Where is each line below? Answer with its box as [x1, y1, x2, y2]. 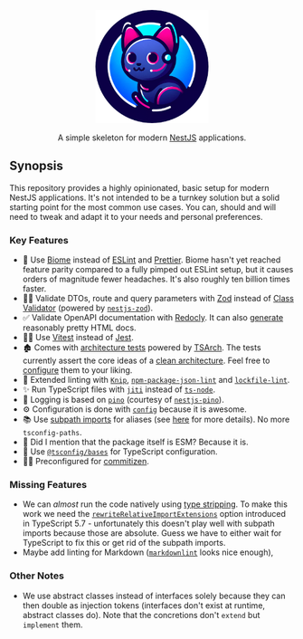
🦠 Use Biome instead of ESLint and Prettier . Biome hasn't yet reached [22, 254, 281, 265]
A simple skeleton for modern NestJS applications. [57, 132, 247, 143]
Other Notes [9, 569, 65, 582]
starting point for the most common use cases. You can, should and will [9, 201, 277, 213]
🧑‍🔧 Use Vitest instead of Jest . [22, 332, 134, 343]
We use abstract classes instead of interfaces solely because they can [22, 590, 286, 601]
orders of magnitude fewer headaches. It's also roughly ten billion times [22, 273, 291, 285]
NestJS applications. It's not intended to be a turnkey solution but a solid [9, 192, 280, 203]
